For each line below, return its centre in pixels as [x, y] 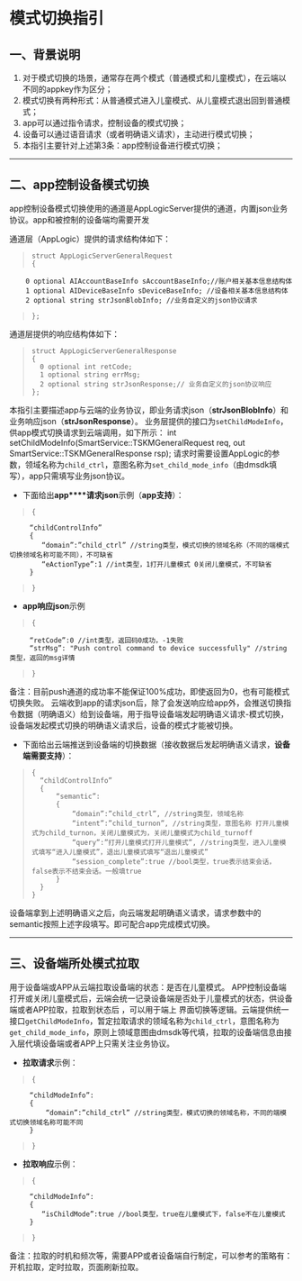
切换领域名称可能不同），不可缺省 [62, 555]
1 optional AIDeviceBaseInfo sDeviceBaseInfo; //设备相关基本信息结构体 [157, 291]
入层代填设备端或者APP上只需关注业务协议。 [92, 1043]
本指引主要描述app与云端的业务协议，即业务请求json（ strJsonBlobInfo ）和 [149, 410]
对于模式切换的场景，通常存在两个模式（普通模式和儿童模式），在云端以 [154, 78]
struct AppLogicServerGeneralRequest [102, 256]
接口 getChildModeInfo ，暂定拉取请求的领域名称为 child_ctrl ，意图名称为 [145, 1021]
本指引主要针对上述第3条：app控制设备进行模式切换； [122, 145]
